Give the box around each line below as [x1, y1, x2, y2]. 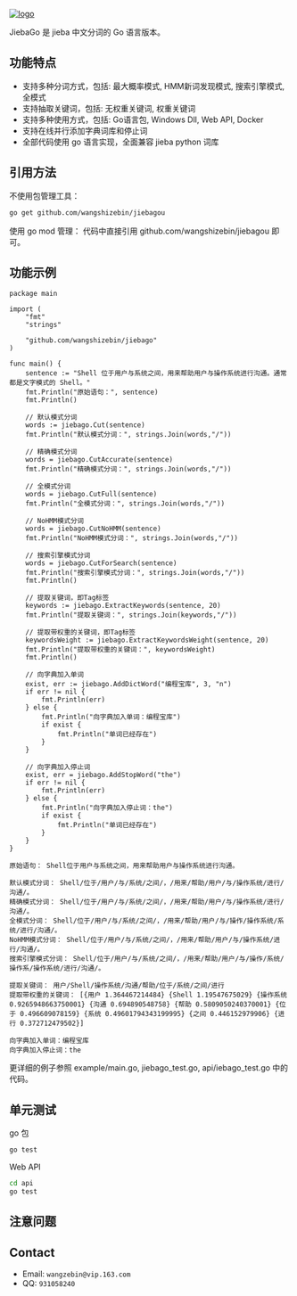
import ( [9, 305, 42, 314]
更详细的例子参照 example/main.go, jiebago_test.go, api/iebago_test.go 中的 [9, 1062, 288, 1073]
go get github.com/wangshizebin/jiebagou [9, 208, 166, 217]
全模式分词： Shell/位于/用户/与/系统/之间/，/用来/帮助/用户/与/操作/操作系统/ [9, 916, 278, 926]
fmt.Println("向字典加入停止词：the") [41, 803, 174, 813]
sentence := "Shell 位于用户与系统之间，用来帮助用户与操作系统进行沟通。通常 [25, 369, 287, 378]
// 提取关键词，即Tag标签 [25, 594, 110, 603]
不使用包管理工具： [9, 190, 80, 201]
